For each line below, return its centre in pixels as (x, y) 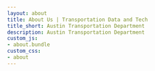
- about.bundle (29, 45)
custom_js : (23, 39)
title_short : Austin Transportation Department (76, 26)
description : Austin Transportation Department (76, 32)
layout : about (27, 13)
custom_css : (24, 51)
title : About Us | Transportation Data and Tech (77, 20)
